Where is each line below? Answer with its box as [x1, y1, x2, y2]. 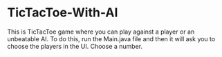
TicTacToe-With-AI [7, 5, 118, 21]
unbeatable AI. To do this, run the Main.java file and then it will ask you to [7, 34, 216, 43]
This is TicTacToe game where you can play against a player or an [7, 27, 195, 36]
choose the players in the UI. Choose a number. [7, 42, 143, 50]
